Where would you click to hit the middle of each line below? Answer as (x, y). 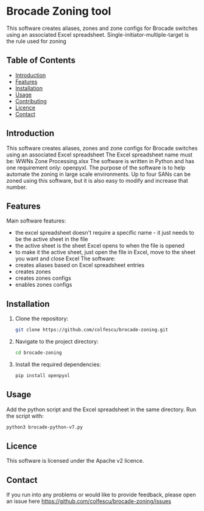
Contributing (31, 101)
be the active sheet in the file (51, 239)
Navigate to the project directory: (57, 342)
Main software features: (36, 221)
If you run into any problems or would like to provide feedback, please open (101, 495)
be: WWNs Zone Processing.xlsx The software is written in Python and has (100, 161)
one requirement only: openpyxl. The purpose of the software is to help (96, 167)
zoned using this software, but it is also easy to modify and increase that (97, 180)
